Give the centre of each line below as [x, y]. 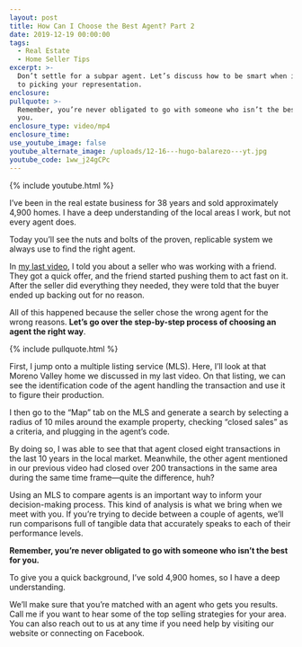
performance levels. [46, 533]
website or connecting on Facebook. [77, 633]
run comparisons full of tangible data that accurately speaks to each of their [150, 523]
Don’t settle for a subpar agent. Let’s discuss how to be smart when [152, 76]
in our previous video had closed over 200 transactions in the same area [143, 467]
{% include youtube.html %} [62, 185]
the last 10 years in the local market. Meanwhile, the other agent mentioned [149, 458]
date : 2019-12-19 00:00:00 [60, 34]
